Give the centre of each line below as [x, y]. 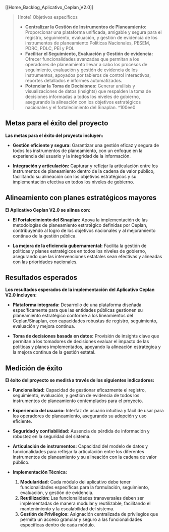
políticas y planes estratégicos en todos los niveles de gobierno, [79, 251]
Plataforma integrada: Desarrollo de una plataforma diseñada [77, 305]
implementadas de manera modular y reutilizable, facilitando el [85, 503]
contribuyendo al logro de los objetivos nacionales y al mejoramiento [84, 230]
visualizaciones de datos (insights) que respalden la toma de [88, 91]
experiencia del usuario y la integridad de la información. [72, 156]
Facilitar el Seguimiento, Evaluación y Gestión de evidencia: [89, 54]
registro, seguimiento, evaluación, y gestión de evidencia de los [91, 38]
